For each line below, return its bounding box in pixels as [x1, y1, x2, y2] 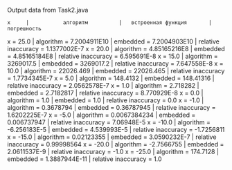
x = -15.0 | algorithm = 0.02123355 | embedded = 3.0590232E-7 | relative [7, 133, 217, 141]
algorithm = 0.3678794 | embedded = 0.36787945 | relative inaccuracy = [7, 104, 216, 111]
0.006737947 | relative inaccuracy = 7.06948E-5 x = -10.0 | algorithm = [7, 118, 211, 126]
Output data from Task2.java [7, 6, 89, 14]
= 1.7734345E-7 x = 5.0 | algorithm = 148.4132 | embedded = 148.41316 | [7, 74, 215, 82]
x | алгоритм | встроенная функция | [7, 19, 213, 26]
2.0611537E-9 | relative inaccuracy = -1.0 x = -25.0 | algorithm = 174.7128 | [7, 148, 220, 155]
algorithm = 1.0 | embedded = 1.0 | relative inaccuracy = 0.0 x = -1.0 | [7, 96, 204, 104]
